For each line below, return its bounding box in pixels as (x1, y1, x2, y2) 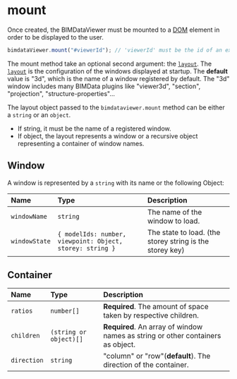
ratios (11, 307, 33, 315)
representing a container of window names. (17, 139, 145, 148)
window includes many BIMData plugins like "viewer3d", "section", (7, 82, 201, 90)
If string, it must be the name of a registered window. (17, 124, 171, 133)
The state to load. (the (147, 227, 221, 237)
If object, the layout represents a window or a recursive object (17, 131, 198, 140)
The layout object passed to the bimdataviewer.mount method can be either (7, 103, 225, 112)
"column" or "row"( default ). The (103, 351, 211, 361)
